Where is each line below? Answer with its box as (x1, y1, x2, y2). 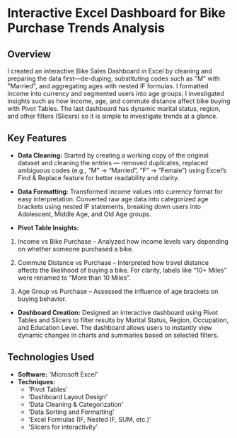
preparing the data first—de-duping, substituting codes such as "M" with (7, 74, 221, 83)
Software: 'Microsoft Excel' (17, 369, 98, 379)
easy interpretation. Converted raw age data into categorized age (17, 194, 209, 203)
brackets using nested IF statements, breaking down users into (17, 202, 202, 211)
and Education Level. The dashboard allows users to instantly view (17, 323, 212, 331)
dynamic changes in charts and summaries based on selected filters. (17, 331, 219, 339)
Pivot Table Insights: (17, 223, 79, 232)
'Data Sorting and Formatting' (28, 408, 115, 416)
